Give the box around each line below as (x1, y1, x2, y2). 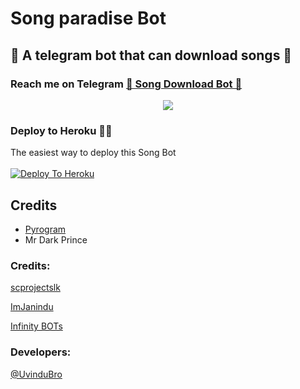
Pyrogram (24, 223, 67, 235)
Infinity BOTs (10, 320, 63, 332)
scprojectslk (10, 282, 61, 294)
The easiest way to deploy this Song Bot (10, 147, 177, 159)
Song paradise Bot (10, 7, 167, 30)
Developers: (10, 345, 72, 359)
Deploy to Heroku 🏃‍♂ (10, 123, 113, 137)
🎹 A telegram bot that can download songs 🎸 (10, 47, 293, 64)
